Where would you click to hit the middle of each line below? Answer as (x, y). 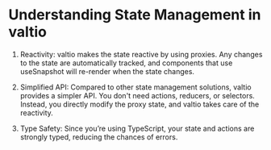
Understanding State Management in (135, 15)
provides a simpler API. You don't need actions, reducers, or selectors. (138, 95)
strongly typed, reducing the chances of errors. (99, 137)
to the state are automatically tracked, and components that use (126, 63)
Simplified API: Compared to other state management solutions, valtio (135, 87)
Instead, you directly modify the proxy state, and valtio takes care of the (140, 104)
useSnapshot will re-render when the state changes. (107, 71)
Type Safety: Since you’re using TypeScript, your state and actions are (137, 128)
